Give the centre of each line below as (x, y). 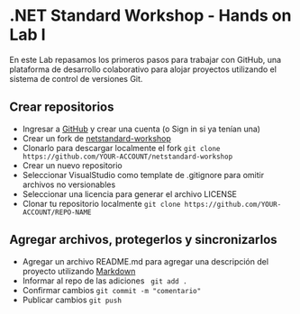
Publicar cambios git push (72, 300)
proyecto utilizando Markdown (79, 271)
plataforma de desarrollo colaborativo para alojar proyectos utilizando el (143, 69)
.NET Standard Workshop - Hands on (150, 16)
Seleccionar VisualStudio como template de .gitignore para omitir (143, 175)
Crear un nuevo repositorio (73, 165)
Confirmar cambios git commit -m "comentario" (112, 290)
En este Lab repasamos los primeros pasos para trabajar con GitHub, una (145, 59)
